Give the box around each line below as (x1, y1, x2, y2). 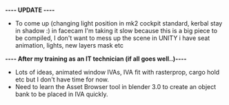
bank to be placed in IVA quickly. (14, 90, 108, 98)
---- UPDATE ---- (5, 6, 55, 14)
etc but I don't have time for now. (14, 75, 110, 84)
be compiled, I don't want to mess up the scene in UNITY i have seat (14, 34, 210, 42)
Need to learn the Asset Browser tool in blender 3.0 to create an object (14, 83, 217, 90)
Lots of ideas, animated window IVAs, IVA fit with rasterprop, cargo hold (14, 68, 220, 76)
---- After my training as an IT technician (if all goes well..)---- (5, 55, 187, 63)
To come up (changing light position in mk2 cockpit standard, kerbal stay (14, 19, 223, 27)
